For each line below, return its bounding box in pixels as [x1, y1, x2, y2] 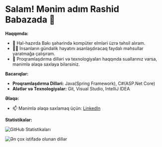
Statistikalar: [5, 117, 32, 123]
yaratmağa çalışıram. [12, 51, 56, 57]
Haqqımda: [5, 30, 29, 36]
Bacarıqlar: [5, 71, 29, 76]
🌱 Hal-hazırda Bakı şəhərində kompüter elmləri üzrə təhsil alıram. [12, 40, 146, 46]
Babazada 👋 [5, 14, 56, 25]
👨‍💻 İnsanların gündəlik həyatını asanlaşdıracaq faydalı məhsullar [12, 45, 144, 51]
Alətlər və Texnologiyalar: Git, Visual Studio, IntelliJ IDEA [12, 85, 130, 91]
